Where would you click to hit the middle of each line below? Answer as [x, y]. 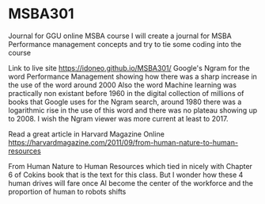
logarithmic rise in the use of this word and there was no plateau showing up [133, 110]
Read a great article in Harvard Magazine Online [86, 134]
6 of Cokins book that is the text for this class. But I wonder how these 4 [126, 175]
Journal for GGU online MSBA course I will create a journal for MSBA [120, 36]
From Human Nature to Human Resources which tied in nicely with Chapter [131, 166]
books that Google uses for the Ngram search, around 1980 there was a [125, 102]
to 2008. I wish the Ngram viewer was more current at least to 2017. [118, 118]
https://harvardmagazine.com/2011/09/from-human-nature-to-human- [123, 142]
